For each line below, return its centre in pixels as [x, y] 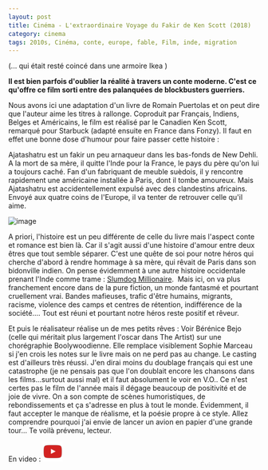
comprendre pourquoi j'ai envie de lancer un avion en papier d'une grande [130, 422]
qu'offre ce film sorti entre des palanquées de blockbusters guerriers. [127, 90]
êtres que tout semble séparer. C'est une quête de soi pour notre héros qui [131, 254]
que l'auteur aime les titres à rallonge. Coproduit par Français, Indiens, [124, 114]
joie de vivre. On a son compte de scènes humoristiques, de [107, 396]
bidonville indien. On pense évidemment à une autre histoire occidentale [127, 271]
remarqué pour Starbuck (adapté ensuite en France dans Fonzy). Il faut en [130, 131]
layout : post [30, 17]
